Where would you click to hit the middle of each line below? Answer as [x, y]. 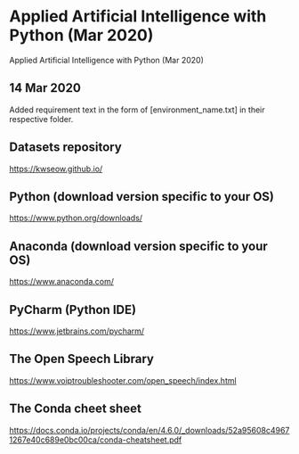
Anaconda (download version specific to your [139, 246]
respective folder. [41, 119]
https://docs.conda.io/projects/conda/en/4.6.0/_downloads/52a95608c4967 [149, 430]
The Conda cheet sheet [76, 409]
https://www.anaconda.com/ [61, 282]
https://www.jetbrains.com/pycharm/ [77, 331]
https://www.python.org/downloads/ [76, 218]
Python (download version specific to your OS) [141, 197]
